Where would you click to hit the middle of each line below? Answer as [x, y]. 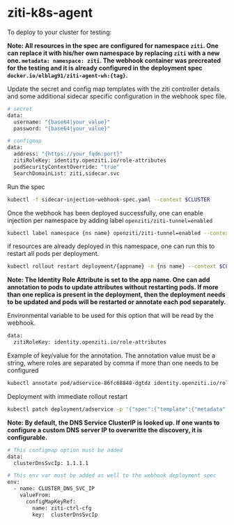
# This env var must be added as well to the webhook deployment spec [112, 475]
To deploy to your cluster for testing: [60, 32]
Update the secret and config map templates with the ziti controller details [114, 89]
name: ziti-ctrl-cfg [62, 508]
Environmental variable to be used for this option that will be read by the [110, 316]
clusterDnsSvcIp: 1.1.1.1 [51, 463]
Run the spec [26, 187]
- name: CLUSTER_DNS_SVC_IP [54, 489]
